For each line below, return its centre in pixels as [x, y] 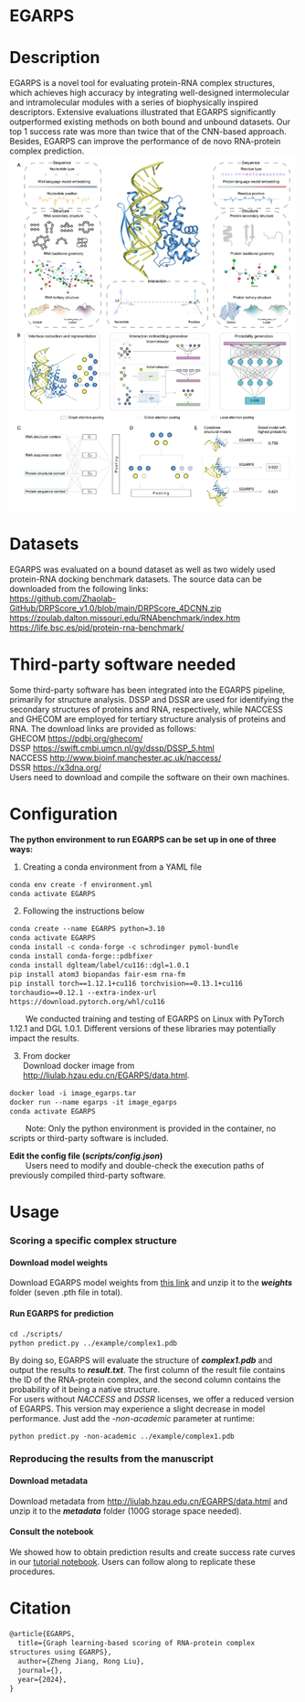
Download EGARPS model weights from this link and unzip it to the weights [151, 1283]
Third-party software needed [123, 665]
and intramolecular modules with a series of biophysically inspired [134, 102]
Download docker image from [79, 1065]
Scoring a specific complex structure [94, 1241]
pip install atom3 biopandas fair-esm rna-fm [97, 974]
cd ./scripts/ [37, 1334]
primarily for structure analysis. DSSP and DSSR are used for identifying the [152, 700]
